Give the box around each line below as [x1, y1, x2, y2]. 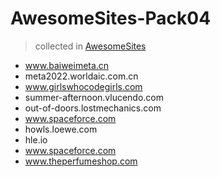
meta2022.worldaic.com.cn [24, 70, 139, 82]
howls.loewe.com [24, 123, 98, 135]
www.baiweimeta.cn [24, 59, 110, 71]
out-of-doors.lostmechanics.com [24, 102, 162, 114]
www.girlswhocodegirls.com [24, 80, 143, 92]
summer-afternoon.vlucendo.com [24, 91, 165, 103]
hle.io [24, 133, 48, 146]
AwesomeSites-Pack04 [10, 7, 212, 30]
